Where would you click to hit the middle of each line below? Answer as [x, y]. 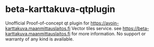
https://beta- [136, 28]
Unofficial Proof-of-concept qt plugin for [47, 23]
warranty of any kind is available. [40, 39]
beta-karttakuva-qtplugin [60, 9]
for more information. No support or [109, 33]
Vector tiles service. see [97, 28]
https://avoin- [105, 23]
